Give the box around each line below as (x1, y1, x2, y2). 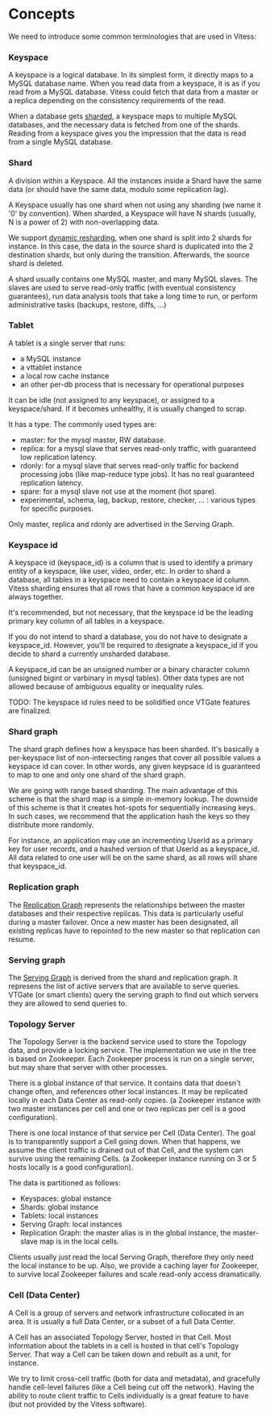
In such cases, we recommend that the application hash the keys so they (8, 812, 251, 821)
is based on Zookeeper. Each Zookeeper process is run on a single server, (8, 1054, 255, 1064)
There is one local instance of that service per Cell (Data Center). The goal (8, 1128, 256, 1138)
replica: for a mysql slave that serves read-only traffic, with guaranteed (19, 443, 256, 453)
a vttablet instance (19, 362, 82, 372)
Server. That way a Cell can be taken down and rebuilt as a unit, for (8, 1349, 231, 1359)
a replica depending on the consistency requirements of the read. (8, 96, 226, 106)
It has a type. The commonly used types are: (8, 419, 157, 428)
